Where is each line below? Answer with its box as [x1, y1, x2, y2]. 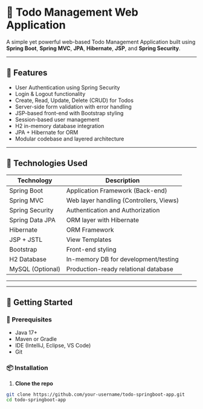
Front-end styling [66, 245, 117, 253]
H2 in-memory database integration [14, 122, 105, 129]
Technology [17, 176, 53, 185]
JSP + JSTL [9, 235, 43, 244]
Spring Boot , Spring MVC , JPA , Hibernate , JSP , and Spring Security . [6, 45, 181, 52]
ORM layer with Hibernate [66, 215, 140, 224]
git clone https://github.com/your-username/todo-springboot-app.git [6, 392, 185, 398]
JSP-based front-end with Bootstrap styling [14, 109, 124, 116]
